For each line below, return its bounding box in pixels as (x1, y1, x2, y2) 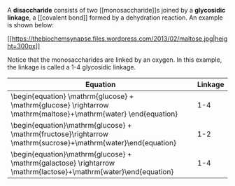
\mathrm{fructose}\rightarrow (10, 129, 109, 139)
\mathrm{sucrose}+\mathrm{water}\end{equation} (10, 138, 177, 147)
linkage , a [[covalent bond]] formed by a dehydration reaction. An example (7, 13, 224, 22)
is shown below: (7, 21, 54, 29)
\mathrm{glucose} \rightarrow (10, 100, 110, 109)
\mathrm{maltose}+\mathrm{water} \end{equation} (10, 109, 178, 119)
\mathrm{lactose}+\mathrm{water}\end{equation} (10, 167, 174, 176)
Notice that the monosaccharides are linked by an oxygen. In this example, (7, 55, 222, 64)
